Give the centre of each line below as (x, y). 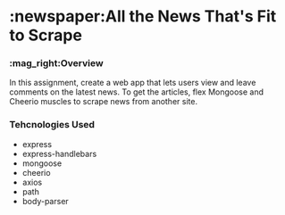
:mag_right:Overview (57, 63)
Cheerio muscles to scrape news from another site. (104, 102)
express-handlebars (59, 153)
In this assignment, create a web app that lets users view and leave (133, 83)
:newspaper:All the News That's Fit (143, 17)
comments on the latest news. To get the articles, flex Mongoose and (137, 92)
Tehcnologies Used (52, 125)
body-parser (45, 201)
